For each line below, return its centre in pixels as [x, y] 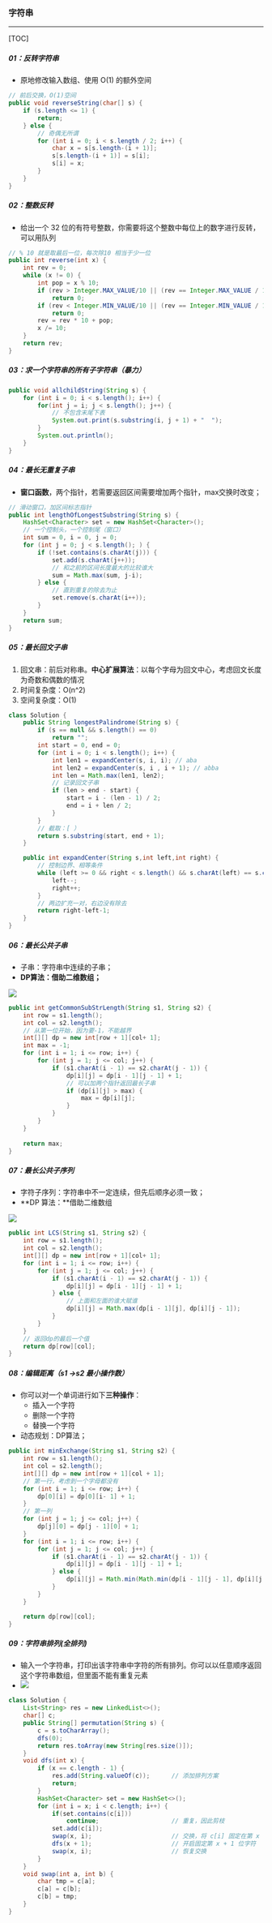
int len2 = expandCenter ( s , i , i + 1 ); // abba [135, 768]
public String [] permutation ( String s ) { [93, 1723]
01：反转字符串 [34, 58]
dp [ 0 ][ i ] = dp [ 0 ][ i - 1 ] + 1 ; [87, 1496]
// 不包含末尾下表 [78, 413]
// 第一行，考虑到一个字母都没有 [71, 1481]
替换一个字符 [53, 1426]
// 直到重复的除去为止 [84, 590]
